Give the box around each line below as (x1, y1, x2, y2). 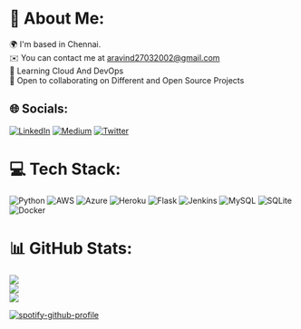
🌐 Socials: (9, 102, 69, 117)
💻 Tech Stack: (9, 159, 121, 179)
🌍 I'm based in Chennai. (9, 38, 102, 49)
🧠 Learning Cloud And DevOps (9, 65, 124, 76)
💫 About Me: (9, 8, 105, 29)
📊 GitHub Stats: (9, 237, 133, 258)
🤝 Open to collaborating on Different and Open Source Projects (9, 74, 245, 85)
